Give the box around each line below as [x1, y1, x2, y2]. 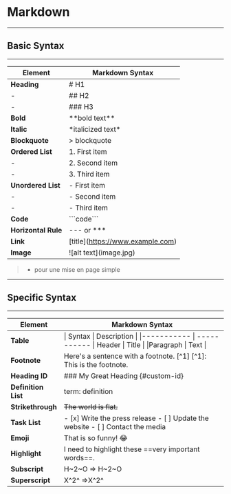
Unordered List [10, 180, 60, 190]
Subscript [10, 464, 43, 473]
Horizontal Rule [10, 225, 63, 235]
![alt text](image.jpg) [68, 248, 135, 257]
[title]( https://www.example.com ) [68, 236, 177, 246]
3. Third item [68, 169, 110, 179]
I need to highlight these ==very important [64, 444, 200, 454]
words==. [64, 453, 95, 462]
